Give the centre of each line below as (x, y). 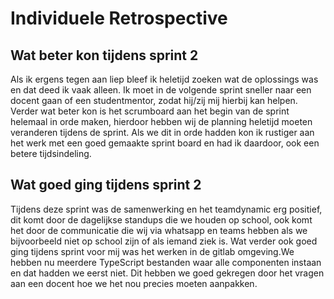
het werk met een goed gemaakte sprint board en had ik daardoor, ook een (165, 143)
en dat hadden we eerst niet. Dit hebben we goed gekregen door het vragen (167, 273)
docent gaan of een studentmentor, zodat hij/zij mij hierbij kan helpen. (154, 100)
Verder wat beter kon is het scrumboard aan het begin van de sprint (150, 111)
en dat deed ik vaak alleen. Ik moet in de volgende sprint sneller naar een (161, 90)
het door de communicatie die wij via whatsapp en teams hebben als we (159, 230)
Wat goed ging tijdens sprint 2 (106, 185)
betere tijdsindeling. (51, 153)
